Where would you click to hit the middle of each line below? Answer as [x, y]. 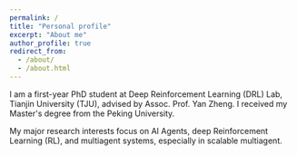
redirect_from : [38, 52]
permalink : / [34, 18]
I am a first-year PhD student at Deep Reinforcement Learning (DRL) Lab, [146, 94]
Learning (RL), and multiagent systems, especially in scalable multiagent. [146, 140]
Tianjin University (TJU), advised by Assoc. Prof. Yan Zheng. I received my [148, 103]
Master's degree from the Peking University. [92, 113]
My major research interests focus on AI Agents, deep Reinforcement [139, 131]
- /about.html [44, 69]
